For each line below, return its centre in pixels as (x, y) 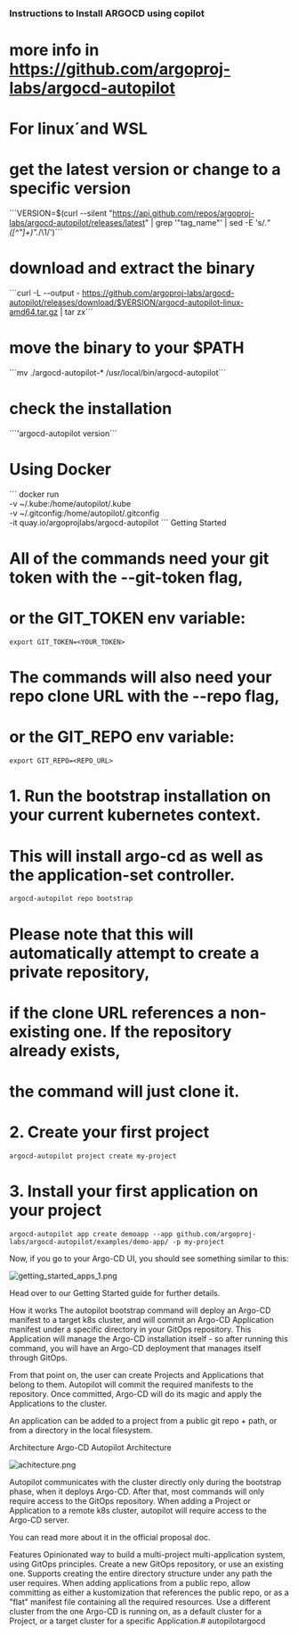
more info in (54, 50)
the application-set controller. (122, 875)
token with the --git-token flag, (126, 578)
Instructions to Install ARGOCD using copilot (107, 13)
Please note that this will (101, 934)
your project (56, 1210)
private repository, (80, 972)
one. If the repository (153, 1032)
